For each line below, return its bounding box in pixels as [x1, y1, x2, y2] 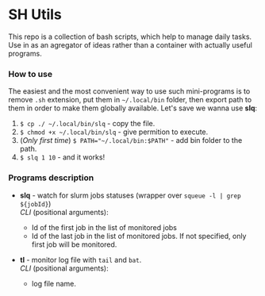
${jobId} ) [19, 198, 52, 208]
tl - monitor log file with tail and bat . [19, 255, 142, 264]
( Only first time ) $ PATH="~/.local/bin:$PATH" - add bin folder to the [19, 136, 243, 145]
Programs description [8, 172, 94, 183]
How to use [8, 68, 53, 79]
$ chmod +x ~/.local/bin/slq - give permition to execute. [19, 127, 209, 136]
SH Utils [8, 6, 62, 24]
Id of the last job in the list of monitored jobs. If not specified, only [31, 231, 247, 240]
